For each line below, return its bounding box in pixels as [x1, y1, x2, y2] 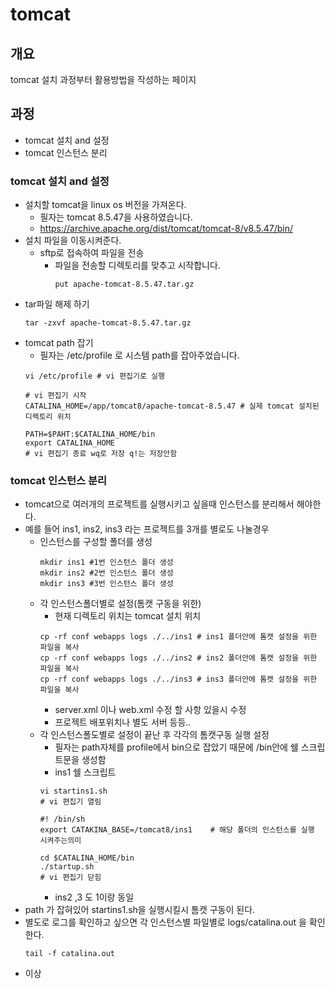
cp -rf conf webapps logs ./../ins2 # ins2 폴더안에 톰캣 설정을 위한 [39, 653, 318, 663]
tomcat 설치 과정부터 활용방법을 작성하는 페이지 [10, 74, 197, 85]
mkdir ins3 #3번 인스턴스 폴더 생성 [39, 579, 174, 589]
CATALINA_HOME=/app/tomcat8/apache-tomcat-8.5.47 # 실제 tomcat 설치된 [24, 401, 320, 412]
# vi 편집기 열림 [39, 797, 102, 807]
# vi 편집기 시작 [24, 391, 87, 401]
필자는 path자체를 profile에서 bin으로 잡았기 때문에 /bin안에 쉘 [54, 741, 299, 753]
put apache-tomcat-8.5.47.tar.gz [54, 279, 195, 290]
